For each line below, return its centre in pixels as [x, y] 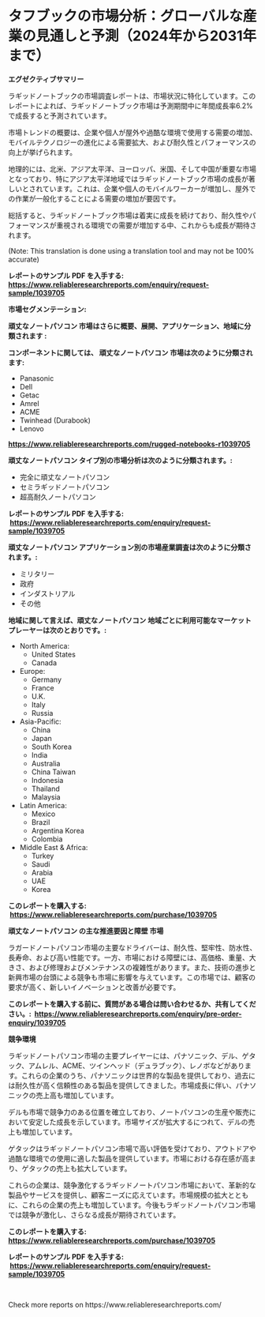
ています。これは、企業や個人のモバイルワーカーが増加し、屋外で [149, 188]
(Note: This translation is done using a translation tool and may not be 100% [131, 250]
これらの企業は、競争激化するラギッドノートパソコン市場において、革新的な [132, 1185]
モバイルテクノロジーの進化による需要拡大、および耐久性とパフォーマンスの [132, 142]
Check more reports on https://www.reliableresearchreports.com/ [115, 1304]
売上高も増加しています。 [77, 1095]
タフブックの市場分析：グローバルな [125, 16]
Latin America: [43, 805]
